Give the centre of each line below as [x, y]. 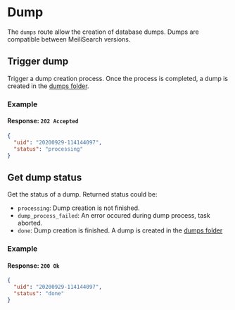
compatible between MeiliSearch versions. [69, 39]
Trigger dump [38, 62]
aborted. [30, 223]
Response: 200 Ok [33, 266]
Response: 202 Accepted [43, 121]
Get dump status [45, 177]
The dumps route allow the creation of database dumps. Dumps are [103, 32]
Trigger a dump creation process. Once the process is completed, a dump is [118, 78]
